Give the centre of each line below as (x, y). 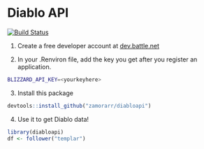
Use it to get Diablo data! (53, 119)
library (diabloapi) (36, 132)
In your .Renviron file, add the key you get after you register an (107, 59)
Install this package (45, 93)
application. (34, 66)
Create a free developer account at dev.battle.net (88, 45)
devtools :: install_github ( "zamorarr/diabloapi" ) (79, 106)
